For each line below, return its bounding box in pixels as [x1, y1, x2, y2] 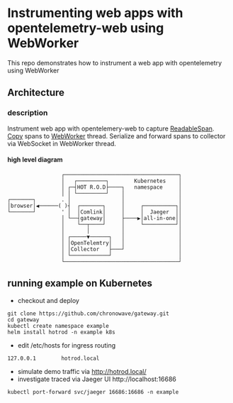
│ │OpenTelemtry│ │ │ [61, 239, 182, 246]
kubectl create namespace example [7, 322, 110, 329]
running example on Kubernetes [7, 277, 152, 289]
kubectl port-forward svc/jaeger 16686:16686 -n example [7, 388, 179, 395]
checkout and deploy [17, 296, 80, 304]
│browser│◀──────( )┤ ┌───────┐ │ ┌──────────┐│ [7, 202, 182, 209]
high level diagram [7, 155, 63, 164]
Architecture [7, 87, 65, 99]
